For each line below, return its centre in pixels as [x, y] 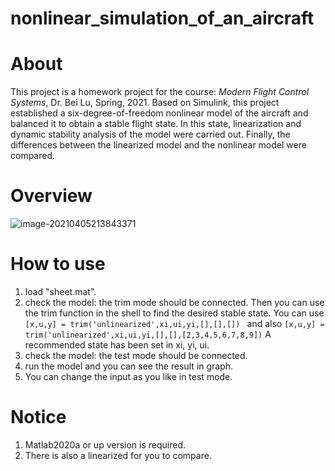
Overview [51, 196]
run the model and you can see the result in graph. [129, 366]
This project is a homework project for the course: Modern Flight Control [160, 92]
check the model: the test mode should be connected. [136, 355]
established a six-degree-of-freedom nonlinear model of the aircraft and [159, 113]
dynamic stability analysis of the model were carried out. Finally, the [150, 134]
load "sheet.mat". [60, 291]
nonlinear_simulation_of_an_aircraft [162, 18]
